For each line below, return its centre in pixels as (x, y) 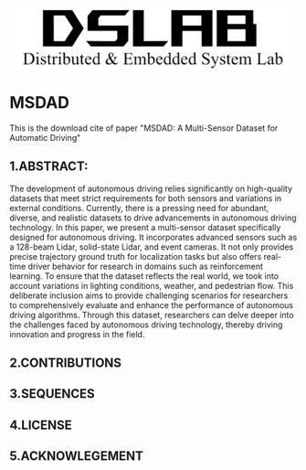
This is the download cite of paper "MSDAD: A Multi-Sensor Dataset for (144, 128)
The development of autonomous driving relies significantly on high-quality (151, 188)
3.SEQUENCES (53, 394)
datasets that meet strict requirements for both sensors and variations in (145, 198)
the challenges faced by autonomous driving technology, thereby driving (146, 325)
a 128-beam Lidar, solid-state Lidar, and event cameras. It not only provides (152, 247)
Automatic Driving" (45, 137)
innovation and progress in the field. (77, 334)
